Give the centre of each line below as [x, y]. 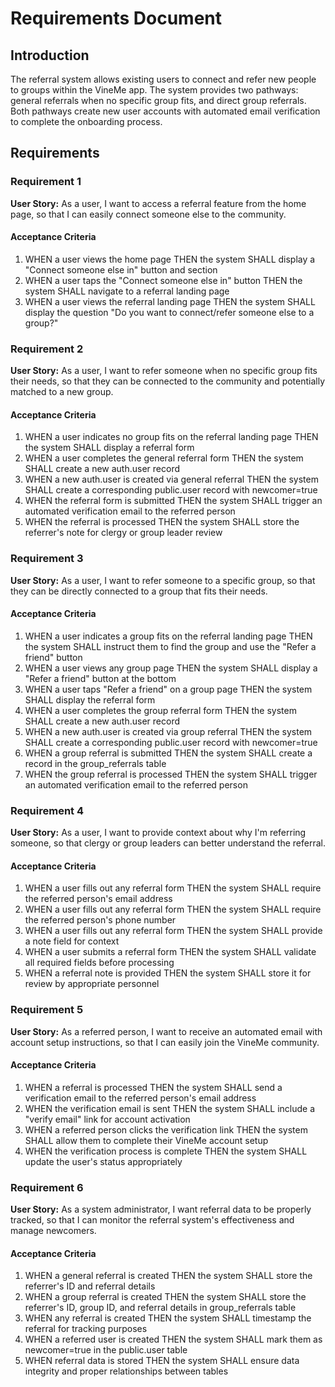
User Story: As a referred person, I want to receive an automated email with [166, 1031]
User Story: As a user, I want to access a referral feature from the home [158, 203]
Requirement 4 [47, 810]
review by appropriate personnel [92, 984]
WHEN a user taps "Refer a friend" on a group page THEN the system [168, 689]
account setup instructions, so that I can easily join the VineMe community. [165, 1042]
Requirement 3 [47, 559]
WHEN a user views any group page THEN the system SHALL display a [171, 668]
